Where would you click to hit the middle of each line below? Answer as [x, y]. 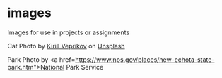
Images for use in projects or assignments [69, 32]
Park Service [85, 67]
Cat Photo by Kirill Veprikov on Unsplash [66, 46]
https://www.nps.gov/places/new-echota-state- [145, 59]
